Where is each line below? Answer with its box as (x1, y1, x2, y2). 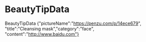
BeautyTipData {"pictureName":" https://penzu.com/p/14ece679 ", (5, 20, 141, 26)
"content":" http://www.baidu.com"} (5, 31, 79, 37)
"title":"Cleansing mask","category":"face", (5, 25, 95, 31)
